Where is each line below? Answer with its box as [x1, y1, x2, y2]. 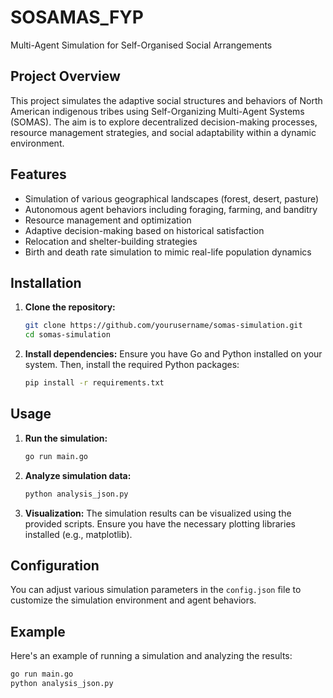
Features [10, 166, 67, 183]
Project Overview [10, 68, 121, 85]
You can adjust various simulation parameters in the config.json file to [10, 584, 302, 596]
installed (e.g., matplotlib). [24, 528, 133, 540]
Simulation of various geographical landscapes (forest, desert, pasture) [24, 192, 320, 205]
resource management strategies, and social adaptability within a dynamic [10, 126, 317, 138]
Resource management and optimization [24, 214, 192, 226]
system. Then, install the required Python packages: [24, 359, 240, 371]
